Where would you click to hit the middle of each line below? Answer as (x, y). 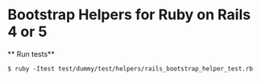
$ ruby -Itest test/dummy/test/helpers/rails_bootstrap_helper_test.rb (130, 69)
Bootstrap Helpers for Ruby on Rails (129, 15)
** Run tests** (31, 54)
